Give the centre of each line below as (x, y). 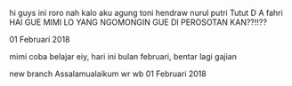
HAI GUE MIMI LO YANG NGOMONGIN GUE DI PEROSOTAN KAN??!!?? (138, 22)
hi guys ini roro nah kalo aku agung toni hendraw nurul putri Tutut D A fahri (146, 13)
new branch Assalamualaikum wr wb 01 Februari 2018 (108, 74)
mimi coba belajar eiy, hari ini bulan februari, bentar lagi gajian (123, 56)
